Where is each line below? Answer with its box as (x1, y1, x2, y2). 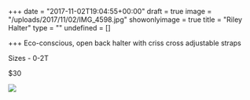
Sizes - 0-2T (8, 54, 50, 62)
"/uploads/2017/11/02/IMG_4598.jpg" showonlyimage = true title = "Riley (8, 15, 242, 24)
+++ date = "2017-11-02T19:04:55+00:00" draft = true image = (8, 7, 212, 16)
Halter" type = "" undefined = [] (8, 23, 111, 32)
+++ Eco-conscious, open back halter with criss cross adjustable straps (8, 38, 241, 48)
